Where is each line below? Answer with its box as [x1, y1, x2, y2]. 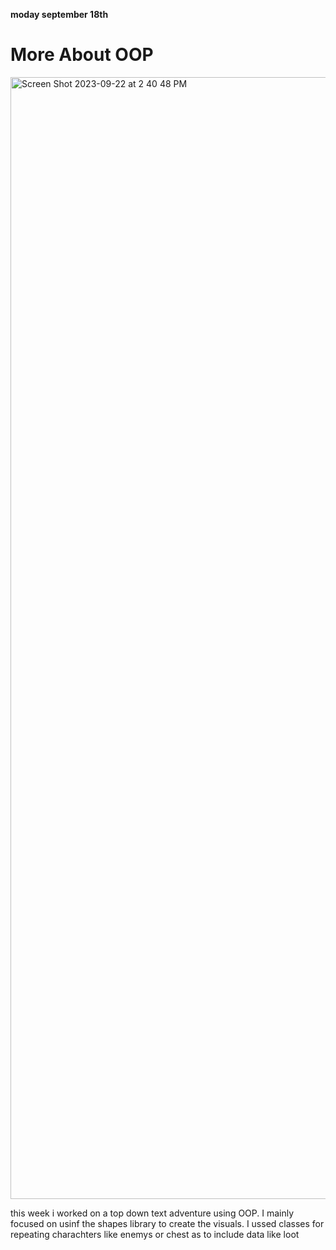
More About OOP [10, 44, 154, 66]
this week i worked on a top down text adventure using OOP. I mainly [10, 1207, 295, 1219]
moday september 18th [10, 9, 109, 20]
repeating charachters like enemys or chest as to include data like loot [10, 1228, 300, 1240]
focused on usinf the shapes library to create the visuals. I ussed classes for [10, 1217, 325, 1229]
